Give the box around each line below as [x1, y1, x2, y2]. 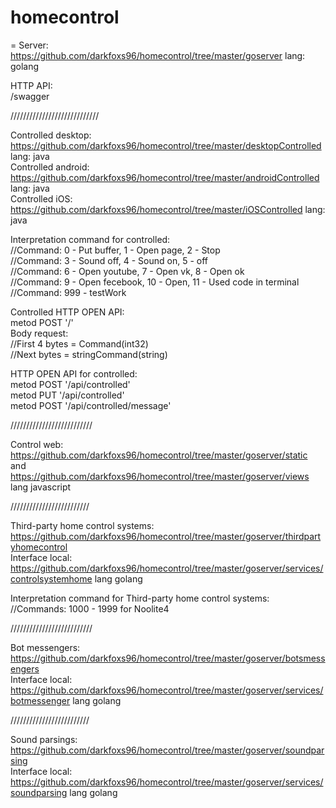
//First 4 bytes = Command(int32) [10, 337, 149, 350]
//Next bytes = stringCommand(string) [10, 348, 168, 360]
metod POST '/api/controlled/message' [10, 399, 172, 411]
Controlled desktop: [10, 129, 92, 141]
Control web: [10, 438, 64, 450]
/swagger [10, 90, 50, 102]
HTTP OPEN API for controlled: [10, 367, 138, 380]
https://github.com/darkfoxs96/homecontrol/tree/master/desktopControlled [10, 139, 322, 151]
